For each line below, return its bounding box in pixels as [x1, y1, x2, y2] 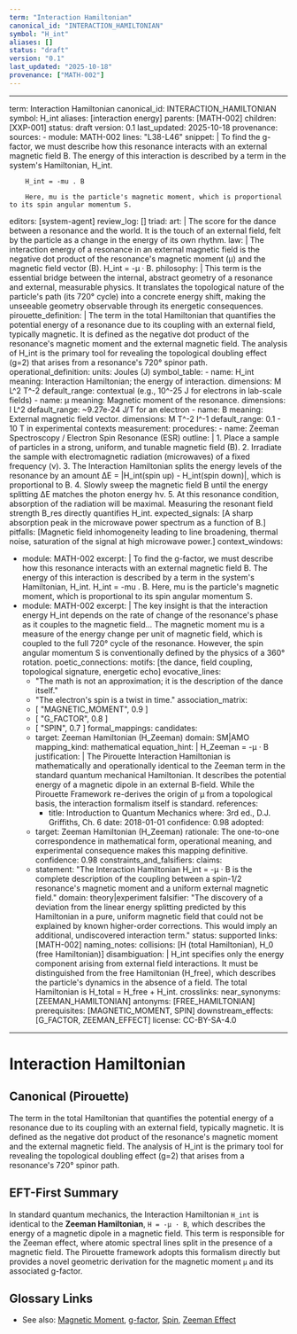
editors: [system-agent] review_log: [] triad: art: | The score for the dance [9, 215, 277, 226]
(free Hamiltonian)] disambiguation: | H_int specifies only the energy [34, 948, 285, 959]
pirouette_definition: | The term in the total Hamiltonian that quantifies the [9, 309, 276, 320]
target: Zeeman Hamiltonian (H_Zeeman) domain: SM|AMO [34, 732, 250, 743]
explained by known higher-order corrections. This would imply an [34, 920, 278, 931]
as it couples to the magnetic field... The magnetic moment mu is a [21, 619, 265, 629]
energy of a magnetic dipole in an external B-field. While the [34, 779, 255, 790]
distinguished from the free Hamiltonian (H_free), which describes [34, 967, 277, 978]
